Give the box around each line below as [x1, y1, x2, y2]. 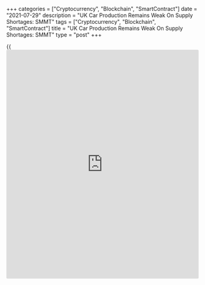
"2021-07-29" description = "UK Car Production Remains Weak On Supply [6, 12, 193, 19]
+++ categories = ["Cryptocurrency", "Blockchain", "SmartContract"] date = [6, 5, 198, 12]
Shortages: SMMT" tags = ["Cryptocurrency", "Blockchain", [6, 18, 156, 25]
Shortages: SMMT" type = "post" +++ [6, 31, 102, 38]
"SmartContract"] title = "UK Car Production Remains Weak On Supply [6, 24, 183, 32]
